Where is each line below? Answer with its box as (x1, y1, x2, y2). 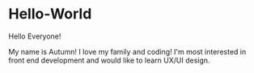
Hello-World (8, 5, 92, 23)
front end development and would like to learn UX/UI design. (8, 55, 210, 65)
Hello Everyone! (8, 31, 61, 41)
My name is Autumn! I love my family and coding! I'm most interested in (8, 47, 247, 56)
